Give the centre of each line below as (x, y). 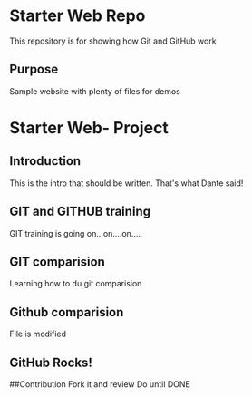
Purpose (34, 69)
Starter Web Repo (78, 16)
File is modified (38, 334)
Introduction (45, 161)
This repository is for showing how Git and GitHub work (113, 41)
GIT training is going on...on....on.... (75, 233)
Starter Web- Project (89, 127)
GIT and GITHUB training (80, 212)
